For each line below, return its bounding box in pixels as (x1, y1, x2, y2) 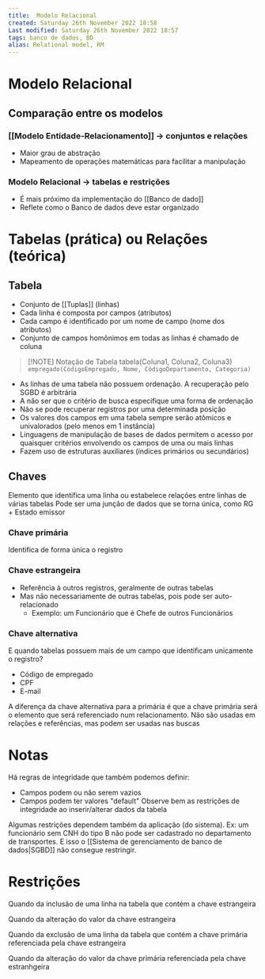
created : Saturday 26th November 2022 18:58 (8, 19, 157, 27)
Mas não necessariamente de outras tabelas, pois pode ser (19, 591, 214, 601)
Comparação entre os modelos (8, 106, 164, 120)
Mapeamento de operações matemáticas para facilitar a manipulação (19, 157, 246, 166)
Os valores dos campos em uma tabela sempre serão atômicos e (19, 413, 232, 423)
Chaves (8, 469, 47, 483)
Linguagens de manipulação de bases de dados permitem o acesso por (19, 430, 254, 439)
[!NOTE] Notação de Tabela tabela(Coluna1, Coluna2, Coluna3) (27, 357, 233, 366)
